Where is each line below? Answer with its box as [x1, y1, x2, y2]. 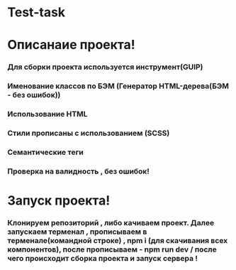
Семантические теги [7, 147, 84, 157]
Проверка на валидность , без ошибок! [7, 166, 150, 176]
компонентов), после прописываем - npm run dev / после [7, 244, 218, 254]
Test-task [7, 4, 66, 21]
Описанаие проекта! [7, 37, 136, 53]
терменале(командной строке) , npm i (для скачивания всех [7, 236, 228, 246]
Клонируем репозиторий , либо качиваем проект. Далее [7, 218, 215, 228]
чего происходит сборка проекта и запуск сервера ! [7, 254, 198, 264]
